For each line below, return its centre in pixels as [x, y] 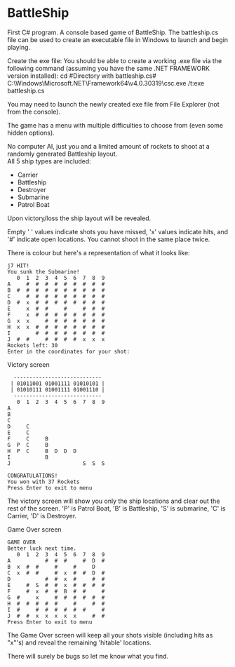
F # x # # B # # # [56, 591]
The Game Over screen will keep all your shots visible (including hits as [110, 635]
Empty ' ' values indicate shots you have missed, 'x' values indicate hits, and [118, 231]
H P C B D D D [42, 451]
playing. [19, 47]
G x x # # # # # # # [56, 321]
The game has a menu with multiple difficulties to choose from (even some [115, 125]
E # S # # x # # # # [56, 585]
